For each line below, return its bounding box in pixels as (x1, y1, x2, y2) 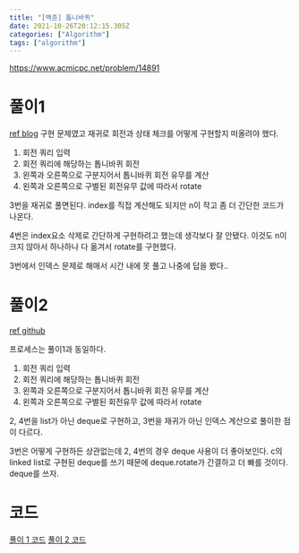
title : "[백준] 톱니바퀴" (9, 13, 95, 22)
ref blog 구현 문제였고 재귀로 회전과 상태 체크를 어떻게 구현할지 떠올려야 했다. (9, 128, 279, 139)
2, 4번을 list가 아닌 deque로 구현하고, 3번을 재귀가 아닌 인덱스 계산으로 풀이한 (9, 416, 282, 427)
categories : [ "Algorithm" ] (9, 30, 110, 39)
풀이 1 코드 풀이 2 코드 (9, 534, 87, 545)
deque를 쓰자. (9, 468, 60, 480)
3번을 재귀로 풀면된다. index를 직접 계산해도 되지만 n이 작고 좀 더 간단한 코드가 (9, 200, 285, 211)
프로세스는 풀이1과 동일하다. (9, 344, 107, 355)
